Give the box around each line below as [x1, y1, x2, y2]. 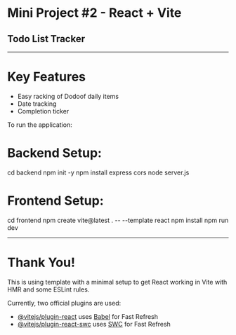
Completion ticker [17, 107, 70, 115]
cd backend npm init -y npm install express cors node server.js [7, 168, 190, 177]
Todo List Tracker [7, 33, 86, 45]
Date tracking [17, 100, 57, 108]
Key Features [7, 69, 86, 85]
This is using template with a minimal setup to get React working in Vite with [7, 278, 228, 286]
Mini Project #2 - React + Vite [7, 5, 182, 21]
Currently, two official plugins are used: [7, 299, 122, 307]
